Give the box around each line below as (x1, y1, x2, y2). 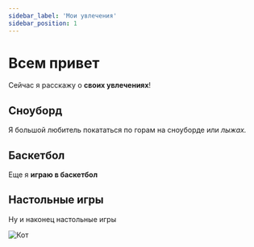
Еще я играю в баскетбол (8, 170, 98, 179)
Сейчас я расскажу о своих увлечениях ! (8, 80, 152, 90)
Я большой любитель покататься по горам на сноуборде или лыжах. (8, 126, 247, 135)
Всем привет (8, 54, 100, 72)
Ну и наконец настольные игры (8, 214, 117, 224)
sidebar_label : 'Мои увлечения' (8, 11, 117, 20)
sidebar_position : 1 (8, 19, 78, 27)
